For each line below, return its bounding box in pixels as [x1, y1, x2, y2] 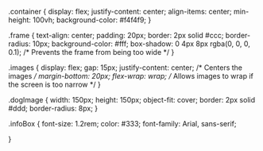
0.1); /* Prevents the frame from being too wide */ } [8, 48, 175, 56]
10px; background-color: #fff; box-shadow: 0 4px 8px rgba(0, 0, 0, [32, 39, 250, 48]
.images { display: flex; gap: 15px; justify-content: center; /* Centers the [8, 63, 243, 72]
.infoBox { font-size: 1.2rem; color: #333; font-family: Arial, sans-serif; [8, 119, 237, 128]
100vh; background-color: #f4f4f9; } [33, 15, 152, 25]
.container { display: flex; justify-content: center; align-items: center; [8, 7, 232, 16]
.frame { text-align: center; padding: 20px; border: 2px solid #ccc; [8, 31, 224, 40]
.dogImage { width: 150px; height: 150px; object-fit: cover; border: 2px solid [8, 95, 256, 104]
